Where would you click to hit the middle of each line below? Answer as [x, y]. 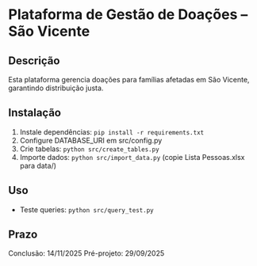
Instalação [35, 113]
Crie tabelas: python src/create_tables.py [90, 149]
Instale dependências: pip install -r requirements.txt [112, 131]
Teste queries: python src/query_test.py [86, 209]
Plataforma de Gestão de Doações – [128, 15]
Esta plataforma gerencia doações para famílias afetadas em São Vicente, [129, 80]
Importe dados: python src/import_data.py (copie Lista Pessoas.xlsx [132, 157]
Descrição [34, 61]
